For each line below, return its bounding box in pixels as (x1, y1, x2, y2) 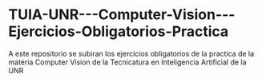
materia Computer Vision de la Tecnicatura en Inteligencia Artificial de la (8, 57, 247, 67)
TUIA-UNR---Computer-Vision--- (8, 6, 236, 24)
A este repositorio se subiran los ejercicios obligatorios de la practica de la (8, 49, 255, 58)
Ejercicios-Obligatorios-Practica (8, 22, 229, 41)
